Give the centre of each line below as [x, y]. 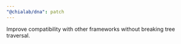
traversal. [18, 35]
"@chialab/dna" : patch [35, 12]
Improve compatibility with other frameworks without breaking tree [91, 29]
